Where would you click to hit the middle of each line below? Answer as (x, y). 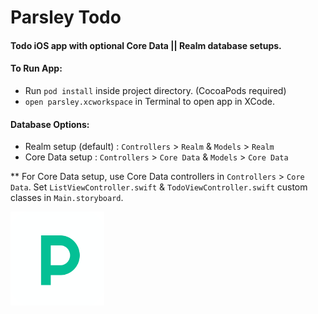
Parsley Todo (66, 17)
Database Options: (50, 124)
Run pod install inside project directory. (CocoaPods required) (155, 90)
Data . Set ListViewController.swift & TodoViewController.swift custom (159, 187)
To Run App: (36, 68)
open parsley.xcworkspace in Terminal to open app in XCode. (149, 101)
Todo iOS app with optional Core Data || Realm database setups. (146, 45)
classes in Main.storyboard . (67, 198)
